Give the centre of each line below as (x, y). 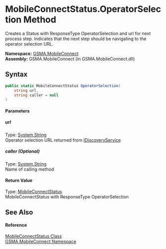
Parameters (17, 111)
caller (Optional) (23, 151)
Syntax (16, 75)
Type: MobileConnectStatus (33, 191)
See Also (19, 213)
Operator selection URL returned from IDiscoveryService (63, 140)
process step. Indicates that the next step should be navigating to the (76, 39)
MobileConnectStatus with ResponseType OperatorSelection (67, 196)
